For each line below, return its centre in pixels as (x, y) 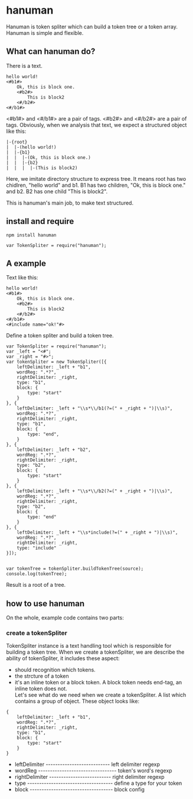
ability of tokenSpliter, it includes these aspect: (63, 658)
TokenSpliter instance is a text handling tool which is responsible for (89, 646)
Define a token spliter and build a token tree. (60, 336)
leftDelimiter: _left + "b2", (54, 450)
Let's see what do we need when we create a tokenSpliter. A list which (100, 695)
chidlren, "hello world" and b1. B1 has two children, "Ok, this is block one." (96, 185)
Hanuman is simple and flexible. (45, 33)
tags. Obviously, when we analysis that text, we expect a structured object (97, 125)
